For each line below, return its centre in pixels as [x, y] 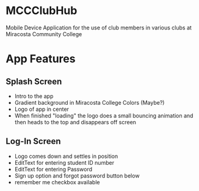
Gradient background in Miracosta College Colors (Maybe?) [89, 102]
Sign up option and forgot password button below [77, 176]
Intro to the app [34, 96]
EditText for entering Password [53, 169]
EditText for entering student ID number [64, 162]
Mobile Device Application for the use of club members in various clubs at [99, 28]
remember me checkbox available [57, 182]
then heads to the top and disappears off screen [75, 122]
